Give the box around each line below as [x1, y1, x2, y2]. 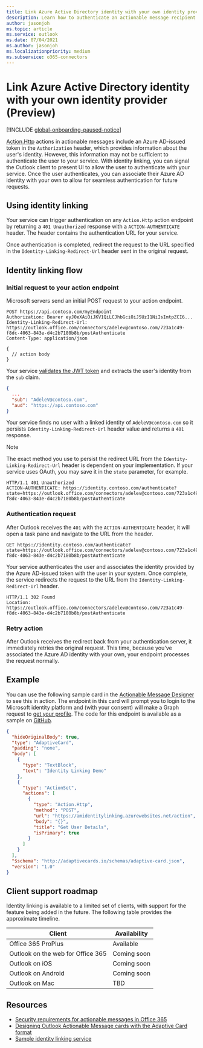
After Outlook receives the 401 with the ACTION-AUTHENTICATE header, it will [6, 523, 190, 531]
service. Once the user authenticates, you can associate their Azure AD [6, 170, 184, 177]
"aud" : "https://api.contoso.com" [11, 402, 98, 408]
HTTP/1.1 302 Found [6, 594, 56, 600]
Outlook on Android [9, 969, 65, 978]
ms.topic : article [6, 25, 53, 32]
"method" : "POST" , [33, 807, 80, 813]
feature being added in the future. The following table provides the [6, 909, 172, 916]
